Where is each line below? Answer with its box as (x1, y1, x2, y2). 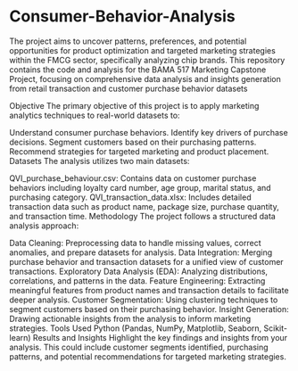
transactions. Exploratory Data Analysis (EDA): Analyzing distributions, (9, 266, 269, 276)
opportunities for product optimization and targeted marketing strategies (9, 45, 277, 55)
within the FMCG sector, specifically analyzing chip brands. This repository (9, 54, 286, 65)
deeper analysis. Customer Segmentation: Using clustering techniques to (9, 294, 278, 305)
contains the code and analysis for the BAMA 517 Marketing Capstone (9, 64, 267, 75)
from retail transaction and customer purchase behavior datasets (9, 83, 248, 94)
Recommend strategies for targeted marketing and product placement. (9, 145, 269, 157)
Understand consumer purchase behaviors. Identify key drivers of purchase (9, 127, 288, 137)
